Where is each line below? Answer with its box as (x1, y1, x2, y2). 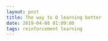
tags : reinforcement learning (6, 25, 83, 32)
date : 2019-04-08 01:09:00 (6, 20, 75, 26)
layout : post (6, 8, 39, 15)
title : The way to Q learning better (6, 14, 102, 20)
